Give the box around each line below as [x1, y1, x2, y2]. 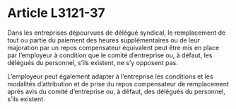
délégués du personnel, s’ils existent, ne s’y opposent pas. [7, 58, 178, 67]
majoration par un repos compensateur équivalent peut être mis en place [7, 43, 220, 52]
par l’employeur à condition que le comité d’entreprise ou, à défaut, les [7, 51, 213, 59]
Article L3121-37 [7, 5, 106, 21]
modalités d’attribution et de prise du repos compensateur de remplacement [7, 79, 230, 88]
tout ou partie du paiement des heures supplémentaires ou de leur [7, 35, 200, 44]
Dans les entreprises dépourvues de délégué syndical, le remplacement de [7, 28, 226, 37]
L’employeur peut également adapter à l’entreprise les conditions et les [7, 72, 213, 81]
